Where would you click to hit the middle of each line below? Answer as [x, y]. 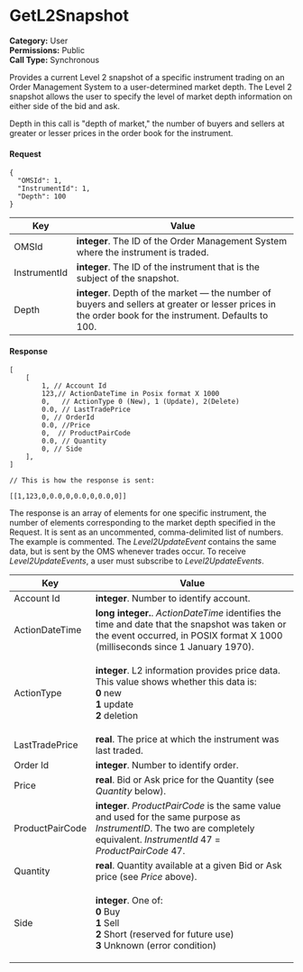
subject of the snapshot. [128, 279]
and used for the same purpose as [168, 817]
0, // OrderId [68, 417]
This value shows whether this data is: [176, 682]
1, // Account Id [74, 386]
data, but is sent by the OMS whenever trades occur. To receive [128, 552]
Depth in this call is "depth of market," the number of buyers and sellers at [147, 124]
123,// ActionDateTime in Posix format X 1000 [131, 394]
